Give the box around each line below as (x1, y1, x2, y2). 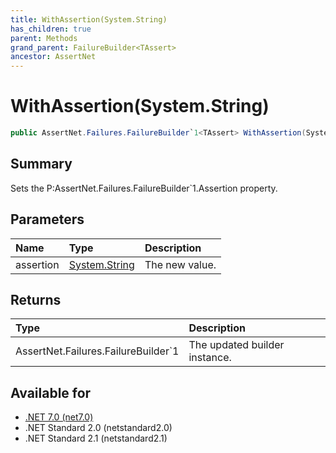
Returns (10, 291, 62, 308)
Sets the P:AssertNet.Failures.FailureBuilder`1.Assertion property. (10, 182, 278, 194)
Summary (10, 156, 73, 173)
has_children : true (10, 24, 92, 34)
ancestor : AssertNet (10, 52, 97, 62)
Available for (10, 384, 92, 401)
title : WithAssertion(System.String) (10, 14, 168, 25)
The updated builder (188, 338, 285, 352)
